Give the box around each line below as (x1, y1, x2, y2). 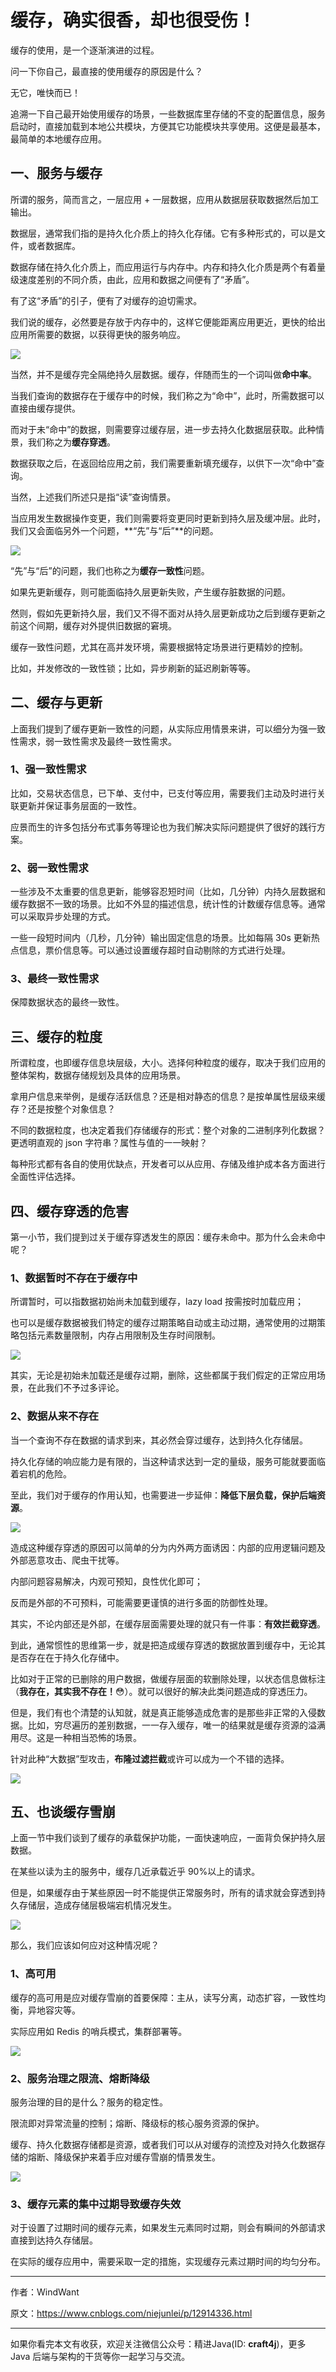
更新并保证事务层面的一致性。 (18, 799, 142, 811)
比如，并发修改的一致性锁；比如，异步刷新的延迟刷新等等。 (10, 662, 256, 674)
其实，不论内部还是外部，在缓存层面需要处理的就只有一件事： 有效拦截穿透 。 (10, 1617, 326, 1630)
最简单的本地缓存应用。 (10, 132, 107, 145)
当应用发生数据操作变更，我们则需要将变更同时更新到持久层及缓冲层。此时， (10, 512, 326, 524)
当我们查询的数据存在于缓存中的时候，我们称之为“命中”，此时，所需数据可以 (10, 389, 325, 401)
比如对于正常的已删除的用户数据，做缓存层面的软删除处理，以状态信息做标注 (10, 1672, 326, 1685)
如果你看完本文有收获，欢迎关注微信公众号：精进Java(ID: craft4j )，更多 (10, 2338, 307, 2350)
